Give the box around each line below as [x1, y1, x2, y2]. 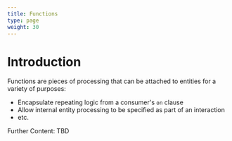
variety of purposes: [7, 85, 67, 93]
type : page [7, 17, 39, 24]
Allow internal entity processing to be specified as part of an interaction [17, 106, 225, 114]
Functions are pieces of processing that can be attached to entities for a [7, 77, 217, 85]
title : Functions [7, 10, 58, 18]
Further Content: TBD [7, 127, 70, 135]
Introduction [7, 54, 82, 70]
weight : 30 [7, 23, 39, 30]
